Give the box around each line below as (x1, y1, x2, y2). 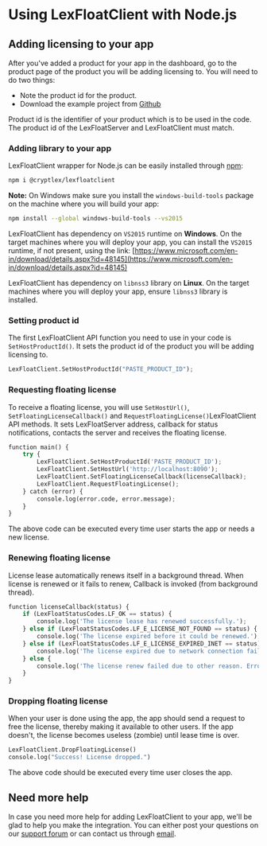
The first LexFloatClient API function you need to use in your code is (8, 333, 232, 343)
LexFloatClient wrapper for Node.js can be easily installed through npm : (8, 161, 244, 170)
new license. (8, 532, 50, 542)
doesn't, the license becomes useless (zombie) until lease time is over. (8, 731, 240, 740)
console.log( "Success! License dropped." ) (8, 754, 151, 762)
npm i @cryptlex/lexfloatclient (8, 177, 115, 185)
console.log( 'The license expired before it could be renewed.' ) (37, 633, 258, 641)
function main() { (8, 443, 69, 451)
